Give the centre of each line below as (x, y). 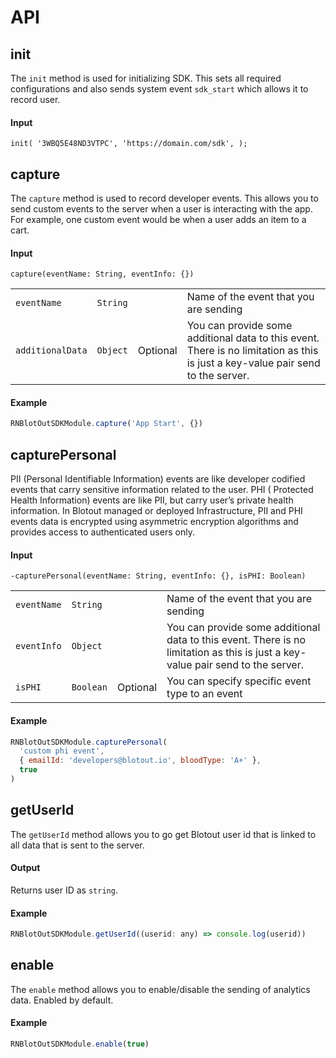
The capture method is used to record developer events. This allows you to (164, 198)
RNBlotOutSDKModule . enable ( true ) (80, 1044)
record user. (35, 99)
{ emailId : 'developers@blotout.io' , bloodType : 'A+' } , (140, 761)
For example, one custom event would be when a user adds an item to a (158, 220)
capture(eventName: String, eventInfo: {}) (102, 274)
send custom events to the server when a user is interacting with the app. (161, 209)
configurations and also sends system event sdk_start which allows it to (159, 89)
